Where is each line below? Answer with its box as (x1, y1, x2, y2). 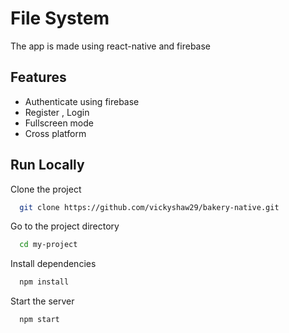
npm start (19, 315, 60, 325)
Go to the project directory (10, 220, 120, 232)
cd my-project (19, 240, 78, 250)
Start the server (10, 295, 75, 307)
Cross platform (24, 127, 87, 139)
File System (10, 7, 110, 30)
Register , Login (24, 106, 90, 118)
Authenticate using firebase (24, 95, 140, 107)
